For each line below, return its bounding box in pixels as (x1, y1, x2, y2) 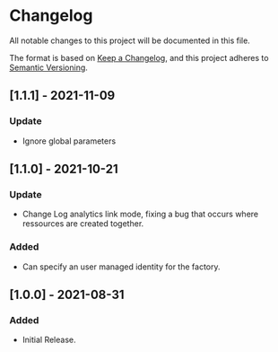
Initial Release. (22, 334, 76, 346)
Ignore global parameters (22, 136, 117, 146)
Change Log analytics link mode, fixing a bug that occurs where (22, 208, 258, 220)
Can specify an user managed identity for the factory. (22, 261, 222, 272)
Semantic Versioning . (9, 62, 88, 73)
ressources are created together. (22, 218, 144, 229)
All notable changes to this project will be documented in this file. (9, 35, 251, 46)
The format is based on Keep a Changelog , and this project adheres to (9, 52, 269, 63)
